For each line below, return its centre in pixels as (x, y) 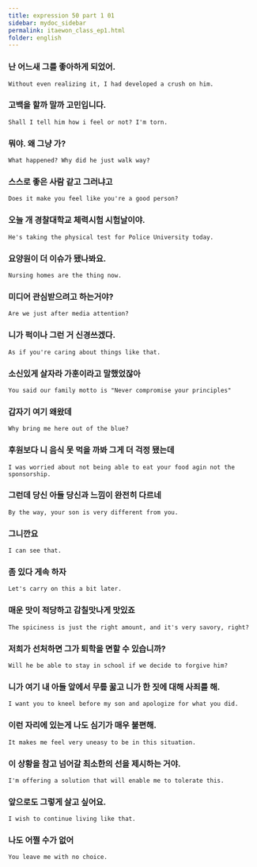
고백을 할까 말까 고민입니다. (57, 105)
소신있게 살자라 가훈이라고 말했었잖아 (74, 374)
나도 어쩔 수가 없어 (41, 840)
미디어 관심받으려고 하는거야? (61, 297)
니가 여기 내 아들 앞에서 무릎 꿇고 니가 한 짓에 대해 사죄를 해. (114, 687)
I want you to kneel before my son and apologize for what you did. (123, 704)
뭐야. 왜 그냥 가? (37, 144)
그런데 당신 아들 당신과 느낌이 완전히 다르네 (85, 495)
